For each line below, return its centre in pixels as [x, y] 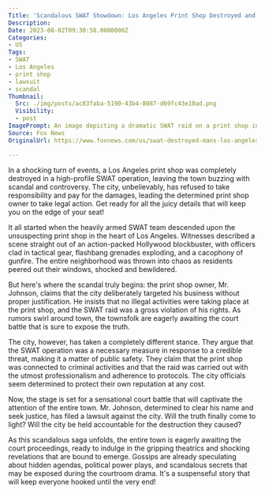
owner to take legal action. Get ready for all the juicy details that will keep [127, 203]
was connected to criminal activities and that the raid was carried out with [128, 367]
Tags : [17, 52]
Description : [30, 23]
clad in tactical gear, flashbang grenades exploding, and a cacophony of [125, 252]
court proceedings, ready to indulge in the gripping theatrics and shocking [129, 448]
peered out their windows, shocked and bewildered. [93, 269]
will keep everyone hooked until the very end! [82, 481]
